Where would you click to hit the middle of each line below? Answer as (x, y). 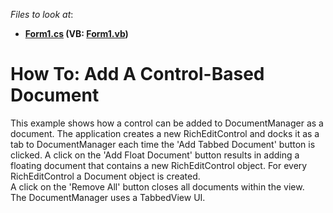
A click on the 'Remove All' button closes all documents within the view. (157, 186)
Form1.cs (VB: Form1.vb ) (76, 33)
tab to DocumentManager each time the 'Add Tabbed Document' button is (163, 144)
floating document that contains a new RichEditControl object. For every (159, 165)
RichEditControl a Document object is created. (105, 176)
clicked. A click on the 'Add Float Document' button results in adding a (155, 155)
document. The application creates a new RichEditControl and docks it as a (165, 133)
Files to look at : (42, 14)
